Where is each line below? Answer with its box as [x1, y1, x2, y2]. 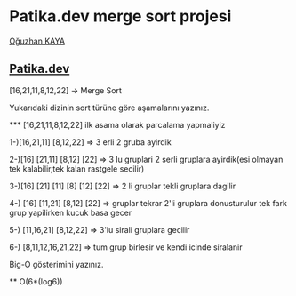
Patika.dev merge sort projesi [9, 6, 232, 27]
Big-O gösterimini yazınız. [9, 259, 104, 269]
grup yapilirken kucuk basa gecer [9, 207, 132, 218]
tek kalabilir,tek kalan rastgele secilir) [9, 163, 145, 174]
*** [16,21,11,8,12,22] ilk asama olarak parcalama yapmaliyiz [9, 119, 226, 130]
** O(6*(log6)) [9, 276, 63, 286]
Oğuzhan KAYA [9, 36, 65, 46]
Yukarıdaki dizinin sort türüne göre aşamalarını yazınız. [9, 102, 210, 113]
